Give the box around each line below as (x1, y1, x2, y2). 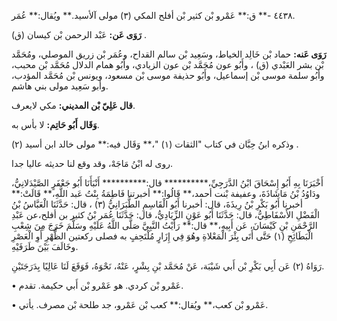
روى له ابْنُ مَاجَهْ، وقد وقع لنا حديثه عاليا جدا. (11, 158, 173, 169)
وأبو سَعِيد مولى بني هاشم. (11, 80, 109, 92)
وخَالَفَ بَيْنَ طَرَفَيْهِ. (11, 241, 79, 252)
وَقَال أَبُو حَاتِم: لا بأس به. (11, 119, 100, 130)
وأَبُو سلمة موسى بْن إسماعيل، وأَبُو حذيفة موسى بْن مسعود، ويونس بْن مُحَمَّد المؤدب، (11, 70, 325, 81)
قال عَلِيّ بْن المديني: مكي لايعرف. (11, 100, 136, 111)
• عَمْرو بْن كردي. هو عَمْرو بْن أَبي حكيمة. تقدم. (11, 280, 184, 291)
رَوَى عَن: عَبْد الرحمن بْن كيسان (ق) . (11, 29, 147, 40)
